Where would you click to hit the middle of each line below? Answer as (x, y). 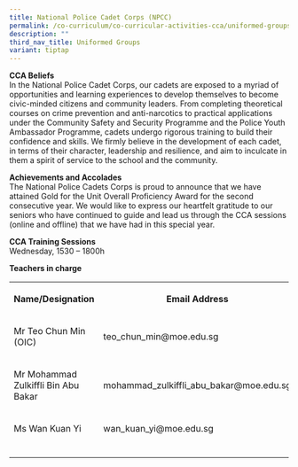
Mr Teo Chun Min (50, 331)
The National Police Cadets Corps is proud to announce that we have (135, 187)
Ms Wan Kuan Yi (47, 429)
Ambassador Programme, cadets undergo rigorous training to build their (141, 132)
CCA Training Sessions (52, 242)
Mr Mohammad (46, 375)
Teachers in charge (46, 269)
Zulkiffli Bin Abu (47, 385)
